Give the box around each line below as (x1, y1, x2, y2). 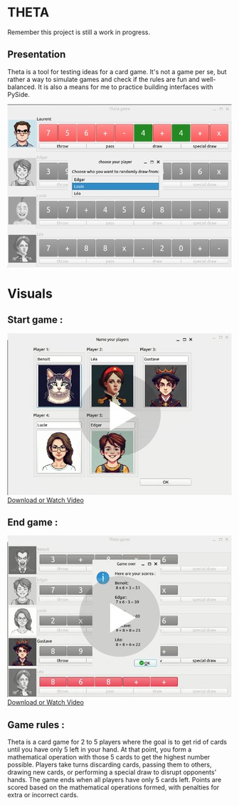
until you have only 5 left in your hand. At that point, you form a (7, 745, 192, 754)
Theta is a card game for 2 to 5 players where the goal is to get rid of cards (7, 738, 228, 747)
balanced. (7, 83, 37, 91)
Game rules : (7, 719, 65, 731)
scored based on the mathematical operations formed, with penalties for (7, 783, 220, 791)
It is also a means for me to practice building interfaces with (38, 83, 213, 91)
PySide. (7, 90, 30, 98)
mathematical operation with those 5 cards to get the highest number (7, 753, 211, 762)
